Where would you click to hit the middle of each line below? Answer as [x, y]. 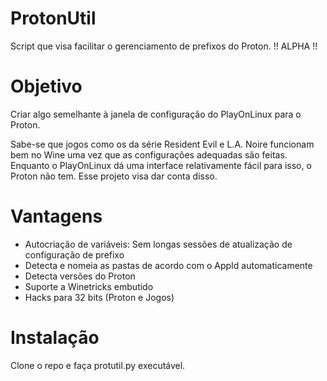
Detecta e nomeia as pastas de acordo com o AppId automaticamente [168, 265]
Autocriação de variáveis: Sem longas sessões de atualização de [158, 244]
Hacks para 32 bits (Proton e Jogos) [99, 297]
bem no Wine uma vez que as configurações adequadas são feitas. [149, 154]
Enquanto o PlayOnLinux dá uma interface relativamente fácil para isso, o [161, 165]
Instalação [55, 338]
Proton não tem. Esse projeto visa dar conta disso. [114, 176]
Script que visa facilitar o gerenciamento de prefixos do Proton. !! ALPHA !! [164, 46]
